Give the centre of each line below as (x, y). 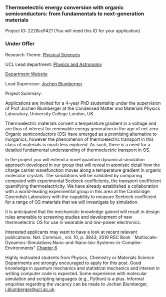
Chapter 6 (47, 248)
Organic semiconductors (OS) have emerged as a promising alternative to (81, 134)
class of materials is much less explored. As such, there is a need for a (78, 144)
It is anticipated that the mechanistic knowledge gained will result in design (82, 212)
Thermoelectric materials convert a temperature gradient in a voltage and (81, 123)
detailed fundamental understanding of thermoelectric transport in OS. (78, 150)
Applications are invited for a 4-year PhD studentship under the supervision (83, 103)
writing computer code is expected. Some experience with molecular (76, 273)
